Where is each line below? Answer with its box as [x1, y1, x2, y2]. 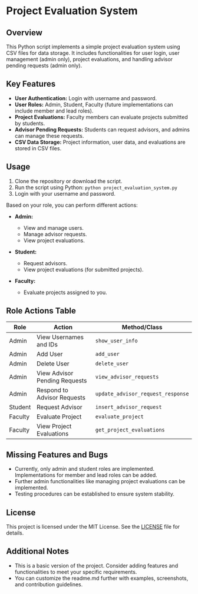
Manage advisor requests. [23, 230, 87, 237]
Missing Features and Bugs [6, 450, 108, 460]
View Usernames [36, 333, 84, 341]
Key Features [6, 79, 56, 89]
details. [6, 529, 24, 537]
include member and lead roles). [14, 107, 94, 114]
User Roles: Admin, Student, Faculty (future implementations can [14, 101, 174, 108]
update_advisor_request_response [95, 391, 189, 397]
